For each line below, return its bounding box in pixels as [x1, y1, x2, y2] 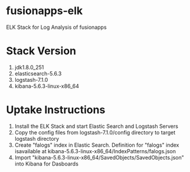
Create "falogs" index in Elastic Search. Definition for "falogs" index [14, 141, 179, 148]
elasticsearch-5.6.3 [14, 70, 62, 77]
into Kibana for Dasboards [14, 160, 78, 167]
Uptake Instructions [6, 103, 106, 117]
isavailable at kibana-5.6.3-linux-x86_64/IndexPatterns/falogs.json [14, 147, 176, 154]
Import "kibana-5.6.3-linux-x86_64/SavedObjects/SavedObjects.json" [14, 154, 185, 161]
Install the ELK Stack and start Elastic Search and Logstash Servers [14, 123, 179, 130]
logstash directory [14, 135, 60, 142]
